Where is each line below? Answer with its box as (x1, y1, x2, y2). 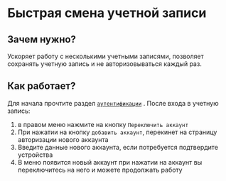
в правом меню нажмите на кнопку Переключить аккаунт (17, 120, 189, 128)
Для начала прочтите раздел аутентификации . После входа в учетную (7, 99, 219, 107)
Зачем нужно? (7, 33, 77, 45)
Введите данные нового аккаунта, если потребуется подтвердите (17, 143, 219, 151)
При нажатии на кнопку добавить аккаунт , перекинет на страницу (17, 128, 217, 136)
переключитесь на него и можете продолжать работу (17, 165, 183, 174)
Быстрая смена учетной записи (7, 5, 207, 21)
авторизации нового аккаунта (17, 135, 109, 143)
